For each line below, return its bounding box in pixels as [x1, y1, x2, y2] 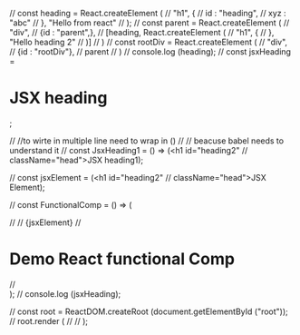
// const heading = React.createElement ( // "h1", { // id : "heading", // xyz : [9, 8, 287, 18]
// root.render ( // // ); [9, 315, 89, 326]
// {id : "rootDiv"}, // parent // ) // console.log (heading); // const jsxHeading [9, 46, 292, 57]
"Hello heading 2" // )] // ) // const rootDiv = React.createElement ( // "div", [9, 36, 288, 47]
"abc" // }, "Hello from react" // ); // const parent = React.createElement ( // [9, 17, 290, 28]
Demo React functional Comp [9, 249, 236, 270]
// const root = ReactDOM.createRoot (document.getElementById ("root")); [9, 306, 288, 317]
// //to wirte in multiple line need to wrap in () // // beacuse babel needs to [9, 135, 284, 146]
